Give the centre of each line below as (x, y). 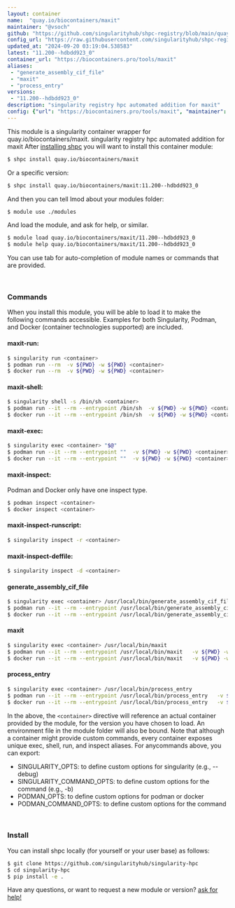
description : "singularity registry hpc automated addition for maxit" (114, 105)
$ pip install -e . (36, 876)
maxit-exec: (25, 431)
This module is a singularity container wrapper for (79, 131)
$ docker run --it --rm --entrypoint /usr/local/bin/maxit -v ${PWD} (114, 658)
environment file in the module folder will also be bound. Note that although (116, 731)
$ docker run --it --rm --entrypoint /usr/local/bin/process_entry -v (115, 702)
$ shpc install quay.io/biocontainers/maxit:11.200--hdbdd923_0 (103, 185)
